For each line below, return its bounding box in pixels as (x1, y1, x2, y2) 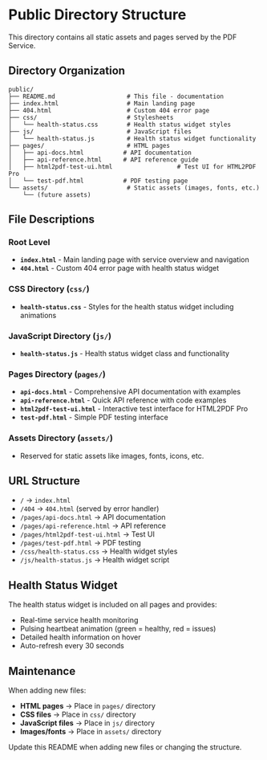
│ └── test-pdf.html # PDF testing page (8, 177, 188, 185)
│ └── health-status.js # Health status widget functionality (8, 134, 257, 142)
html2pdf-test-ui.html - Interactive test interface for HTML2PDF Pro (19, 404, 249, 414)
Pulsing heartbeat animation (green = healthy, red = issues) (19, 624, 216, 634)
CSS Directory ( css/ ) (8, 284, 90, 295)
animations (19, 310, 57, 320)
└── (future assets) (22, 190, 91, 198)
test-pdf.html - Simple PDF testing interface (19, 412, 168, 423)
